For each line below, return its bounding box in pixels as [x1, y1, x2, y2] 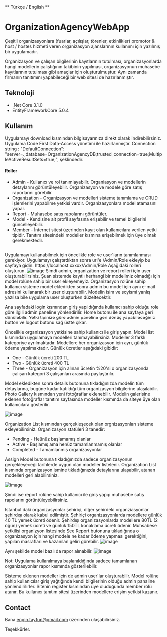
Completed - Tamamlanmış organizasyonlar [12, 447, 102, 453]
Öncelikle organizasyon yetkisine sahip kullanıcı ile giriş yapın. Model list [5, 329, 154, 335]
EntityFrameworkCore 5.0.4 [12, 107, 69, 113]
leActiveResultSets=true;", [5, 156, 59, 162]
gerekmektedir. [12, 237, 44, 243]
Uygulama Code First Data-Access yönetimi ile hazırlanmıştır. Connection [5, 140, 156, 146]
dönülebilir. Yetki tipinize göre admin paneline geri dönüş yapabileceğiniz [5, 315, 155, 320]
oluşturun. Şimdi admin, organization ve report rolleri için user [5, 268, 151, 274]
